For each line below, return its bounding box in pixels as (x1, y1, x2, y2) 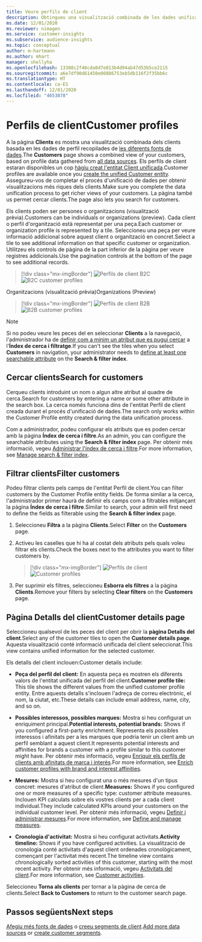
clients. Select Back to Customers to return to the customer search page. (6, 890, 187, 897)
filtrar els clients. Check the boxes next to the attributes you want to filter (14, 546, 194, 553)
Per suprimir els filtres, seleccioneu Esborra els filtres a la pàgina (14, 582, 178, 589)
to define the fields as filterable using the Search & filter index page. (6, 510, 177, 517)
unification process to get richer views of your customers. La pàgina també (6, 189, 192, 196)
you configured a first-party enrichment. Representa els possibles (14, 727, 179, 734)
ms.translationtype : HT (6, 76, 66, 82)
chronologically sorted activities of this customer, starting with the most (14, 858, 193, 866)
